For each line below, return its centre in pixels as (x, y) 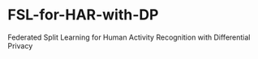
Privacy (20, 45)
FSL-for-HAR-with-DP (83, 15)
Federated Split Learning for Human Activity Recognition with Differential (129, 37)
